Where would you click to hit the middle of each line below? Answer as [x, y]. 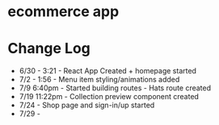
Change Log [49, 49]
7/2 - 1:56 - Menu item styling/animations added [99, 80]
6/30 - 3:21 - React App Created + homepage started [108, 71]
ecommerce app [63, 12]
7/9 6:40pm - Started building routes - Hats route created [115, 88]
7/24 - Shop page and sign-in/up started [87, 105]
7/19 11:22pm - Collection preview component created [109, 97]
